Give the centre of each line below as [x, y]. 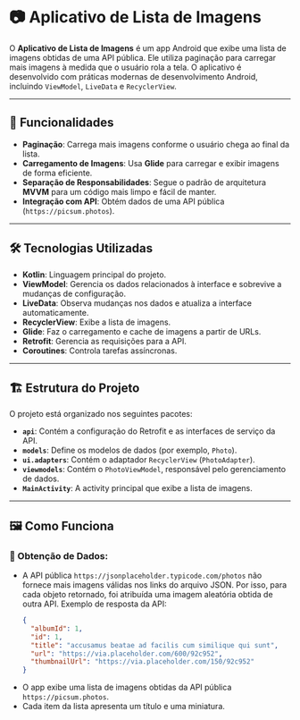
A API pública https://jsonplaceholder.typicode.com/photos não [142, 576]
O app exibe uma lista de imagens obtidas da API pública [127, 687]
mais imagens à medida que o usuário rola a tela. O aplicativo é [125, 67]
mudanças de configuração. [74, 293]
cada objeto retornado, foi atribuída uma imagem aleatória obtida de [148, 595]
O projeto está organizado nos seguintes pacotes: [101, 414]
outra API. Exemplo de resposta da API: [94, 604]
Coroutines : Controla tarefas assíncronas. [100, 351]
